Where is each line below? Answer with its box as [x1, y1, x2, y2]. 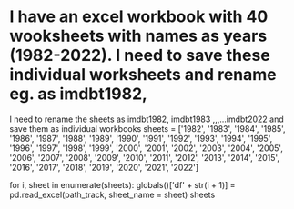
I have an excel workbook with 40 [9, 6, 269, 27]
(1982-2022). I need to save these [9, 45, 270, 65]
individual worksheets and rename [9, 65, 277, 85]
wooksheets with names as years [9, 25, 268, 46]
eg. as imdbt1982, [9, 84, 148, 104]
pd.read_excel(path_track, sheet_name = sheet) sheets [9, 189, 216, 200]
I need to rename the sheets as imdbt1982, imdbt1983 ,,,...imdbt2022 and [9, 114, 284, 124]
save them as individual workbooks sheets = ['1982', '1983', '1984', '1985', [9, 123, 286, 134]
